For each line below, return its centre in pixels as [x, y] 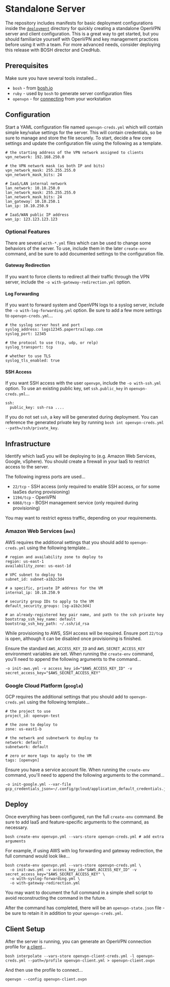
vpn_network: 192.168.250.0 [35, 157]
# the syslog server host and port [43, 325]
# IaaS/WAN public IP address [37, 215]
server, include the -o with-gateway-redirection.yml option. [68, 282]
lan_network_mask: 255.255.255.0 [40, 193]
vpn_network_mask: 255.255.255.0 [40, 170]
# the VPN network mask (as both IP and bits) [55, 166]
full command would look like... [37, 856]
